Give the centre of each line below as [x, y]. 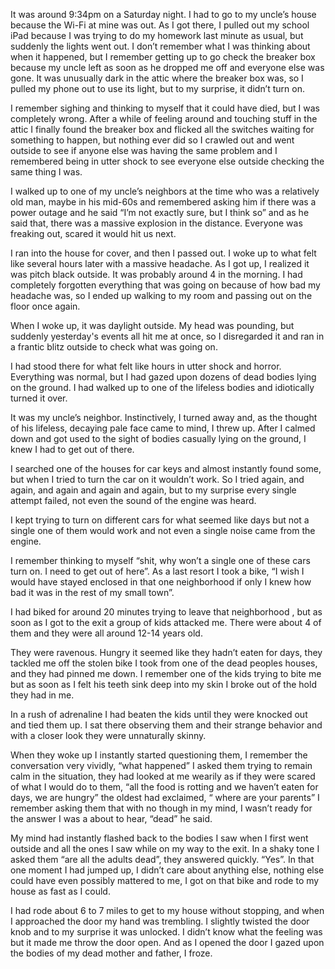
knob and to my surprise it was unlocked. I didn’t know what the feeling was [166, 932]
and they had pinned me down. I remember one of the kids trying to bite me [166, 673]
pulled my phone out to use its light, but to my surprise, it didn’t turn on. [157, 88]
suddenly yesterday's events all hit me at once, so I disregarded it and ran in [167, 336]
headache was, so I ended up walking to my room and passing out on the [161, 295]
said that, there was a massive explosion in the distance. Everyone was [156, 223]
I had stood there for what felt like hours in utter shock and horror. [146, 366]
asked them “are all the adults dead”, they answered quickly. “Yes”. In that [162, 859]
